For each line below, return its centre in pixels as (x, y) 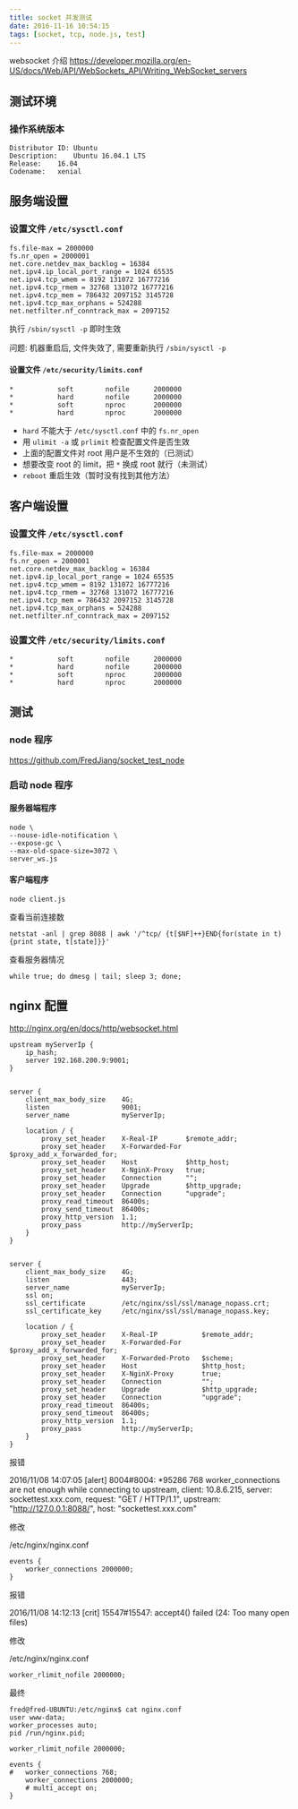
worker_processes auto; (54, 1725)
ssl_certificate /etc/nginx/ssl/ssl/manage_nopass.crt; (148, 1303)
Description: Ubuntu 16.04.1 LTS (77, 156)
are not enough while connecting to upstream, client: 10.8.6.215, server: (141, 1489)
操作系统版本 (37, 129)
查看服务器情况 (37, 959)
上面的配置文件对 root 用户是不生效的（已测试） (111, 452)
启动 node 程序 (41, 784)
